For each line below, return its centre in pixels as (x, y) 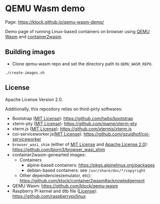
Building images (30, 52)
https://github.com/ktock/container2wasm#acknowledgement (82, 181)
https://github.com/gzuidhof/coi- (117, 134)
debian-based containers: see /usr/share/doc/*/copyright (86, 170)
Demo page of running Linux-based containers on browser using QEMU (78, 31)
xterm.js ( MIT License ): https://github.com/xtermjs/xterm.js (72, 129)
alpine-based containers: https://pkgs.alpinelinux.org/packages (91, 165)
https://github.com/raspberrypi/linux (49, 196)
